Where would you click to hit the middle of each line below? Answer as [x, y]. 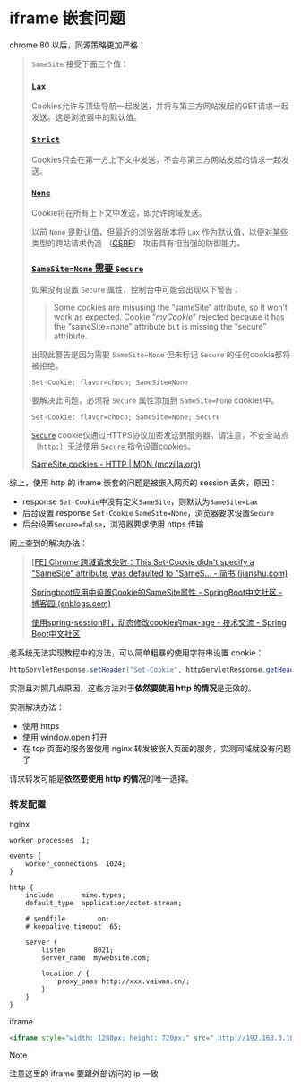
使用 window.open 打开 [65, 737]
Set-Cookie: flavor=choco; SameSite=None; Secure [126, 417]
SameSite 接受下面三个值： [80, 64]
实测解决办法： [37, 707]
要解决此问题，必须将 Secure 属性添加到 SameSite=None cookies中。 [155, 400]
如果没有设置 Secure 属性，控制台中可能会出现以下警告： [136, 290]
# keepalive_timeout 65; [74, 927]
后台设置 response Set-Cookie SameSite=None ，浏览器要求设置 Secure [148, 513]
